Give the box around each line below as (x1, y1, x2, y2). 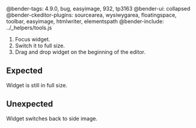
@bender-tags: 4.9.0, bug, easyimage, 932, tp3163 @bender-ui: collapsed (6, 5, 191, 12)
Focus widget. (14, 36, 51, 42)
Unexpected (6, 99, 54, 109)
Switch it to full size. (14, 42, 65, 49)
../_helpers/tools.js (6, 24, 52, 31)
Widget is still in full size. (6, 81, 68, 89)
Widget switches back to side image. (6, 115, 98, 122)
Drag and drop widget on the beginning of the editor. (14, 48, 146, 56)
